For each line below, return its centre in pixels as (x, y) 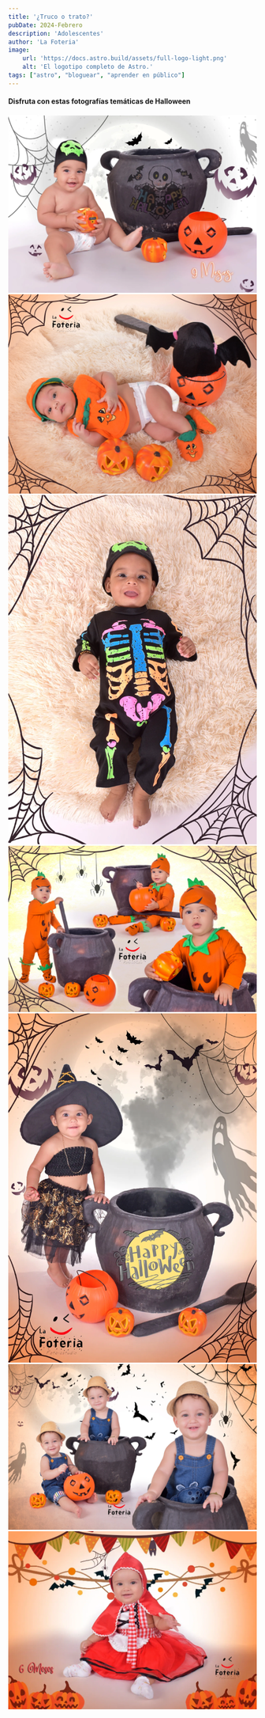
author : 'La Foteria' (44, 42)
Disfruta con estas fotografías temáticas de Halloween (99, 101)
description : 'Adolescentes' (56, 33)
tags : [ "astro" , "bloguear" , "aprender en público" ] (97, 75)
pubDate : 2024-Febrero (45, 25)
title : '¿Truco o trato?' (50, 17)
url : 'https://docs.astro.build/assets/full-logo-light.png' (125, 59)
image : (19, 50)
